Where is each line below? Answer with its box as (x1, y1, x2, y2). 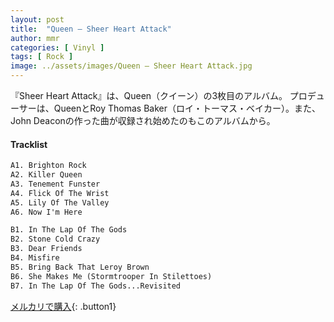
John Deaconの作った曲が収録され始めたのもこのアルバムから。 (10, 115, 276, 126)
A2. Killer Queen (10, 170, 83, 180)
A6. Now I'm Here (10, 207, 83, 217)
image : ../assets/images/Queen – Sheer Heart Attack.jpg (10, 61, 253, 71)
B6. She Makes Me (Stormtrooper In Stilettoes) (10, 271, 213, 281)
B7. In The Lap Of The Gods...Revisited (10, 281, 182, 291)
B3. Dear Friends (10, 244, 83, 254)
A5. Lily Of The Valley (10, 197, 110, 208)
